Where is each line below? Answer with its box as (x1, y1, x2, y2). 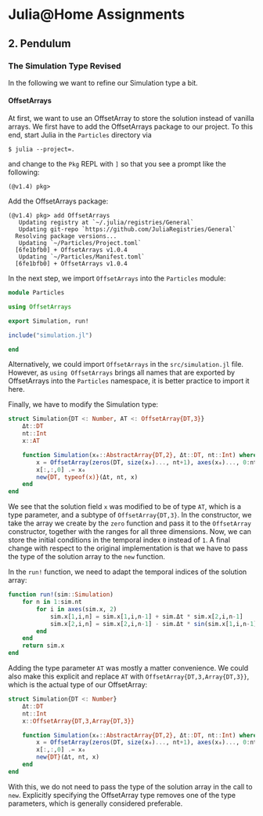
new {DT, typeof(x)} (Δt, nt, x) (36, 473, 139, 481)
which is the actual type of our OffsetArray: (8, 680, 148, 690)
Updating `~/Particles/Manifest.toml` (18, 253, 146, 261)
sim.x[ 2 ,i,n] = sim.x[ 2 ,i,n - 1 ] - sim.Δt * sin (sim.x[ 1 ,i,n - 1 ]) (49, 620, 261, 628)
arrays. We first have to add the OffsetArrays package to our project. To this (8, 122, 253, 131)
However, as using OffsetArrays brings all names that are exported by (8, 368, 236, 378)
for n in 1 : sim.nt (22, 598, 82, 606)
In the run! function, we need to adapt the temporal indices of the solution (8, 567, 247, 576)
